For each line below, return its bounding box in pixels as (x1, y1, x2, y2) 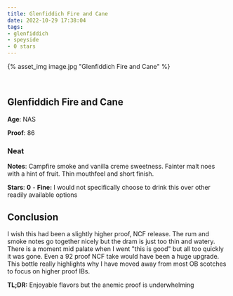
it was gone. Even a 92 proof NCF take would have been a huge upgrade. (7, 252, 220, 260)
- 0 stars (7, 43, 36, 50)
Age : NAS (7, 115, 36, 123)
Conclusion (7, 211, 59, 223)
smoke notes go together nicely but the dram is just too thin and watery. (7, 237, 215, 245)
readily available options (7, 191, 78, 199)
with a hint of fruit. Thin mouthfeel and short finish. (7, 169, 154, 178)
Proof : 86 (7, 128, 35, 137)
